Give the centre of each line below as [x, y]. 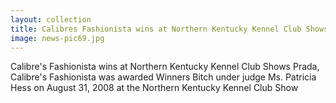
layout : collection [51, 19]
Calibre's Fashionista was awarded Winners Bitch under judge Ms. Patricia [163, 77]
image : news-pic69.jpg [57, 38]
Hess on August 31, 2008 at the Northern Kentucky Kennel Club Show [154, 88]
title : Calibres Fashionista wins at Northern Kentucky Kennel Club [156, 29]
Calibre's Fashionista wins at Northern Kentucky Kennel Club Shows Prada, [165, 67]
